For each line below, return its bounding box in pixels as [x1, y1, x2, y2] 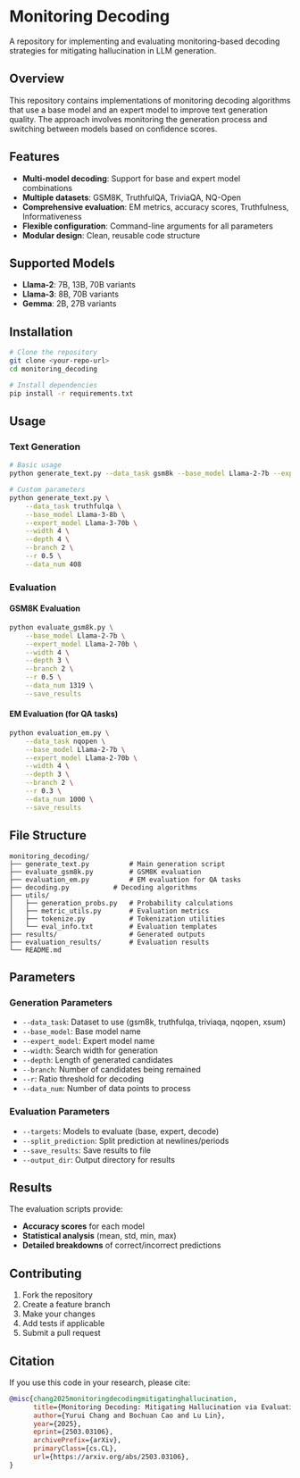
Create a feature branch [21, 1299, 111, 1310]
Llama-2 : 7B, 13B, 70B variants [21, 280, 137, 290]
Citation [9, 1353, 55, 1368]
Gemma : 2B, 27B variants [21, 298, 117, 309]
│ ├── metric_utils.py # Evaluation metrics [9, 906, 210, 915]
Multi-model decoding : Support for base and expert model [21, 172, 241, 184]
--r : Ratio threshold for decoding [21, 1073, 145, 1084]
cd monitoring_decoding [9, 364, 98, 373]
